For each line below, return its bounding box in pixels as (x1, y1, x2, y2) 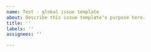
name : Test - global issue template (6, 8, 99, 15)
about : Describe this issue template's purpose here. (6, 15, 146, 21)
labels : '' (6, 25, 34, 32)
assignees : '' (6, 31, 43, 37)
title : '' (6, 20, 32, 26)
